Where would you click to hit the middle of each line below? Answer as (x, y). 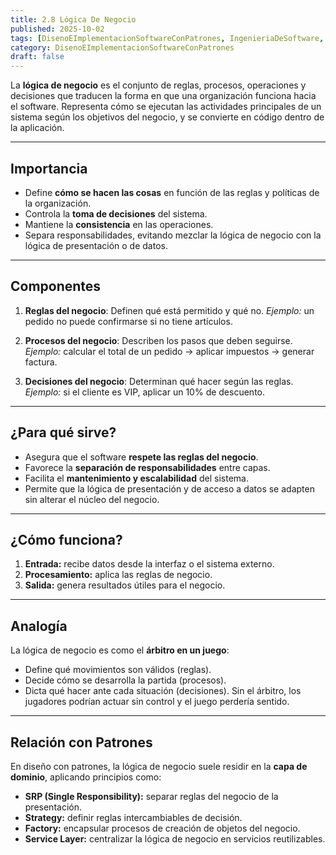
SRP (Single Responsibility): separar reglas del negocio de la (151, 796)
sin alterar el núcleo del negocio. (92, 499)
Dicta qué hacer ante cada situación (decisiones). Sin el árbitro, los (163, 691)
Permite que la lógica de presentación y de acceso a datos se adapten (169, 488)
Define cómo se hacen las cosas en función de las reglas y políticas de (172, 192)
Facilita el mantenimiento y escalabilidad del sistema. (136, 478)
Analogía (39, 626)
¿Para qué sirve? (63, 432)
